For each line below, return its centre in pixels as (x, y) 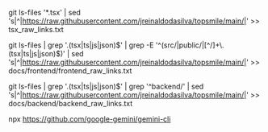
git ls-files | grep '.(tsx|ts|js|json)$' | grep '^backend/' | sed (106, 86)
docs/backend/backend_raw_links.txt (71, 103)
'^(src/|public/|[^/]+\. (190, 45)
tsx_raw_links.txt (36, 29)
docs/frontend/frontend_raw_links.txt (70, 71)
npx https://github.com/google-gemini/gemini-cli (90, 119)
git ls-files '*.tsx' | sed (44, 12)
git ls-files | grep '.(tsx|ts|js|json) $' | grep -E (81, 45)
